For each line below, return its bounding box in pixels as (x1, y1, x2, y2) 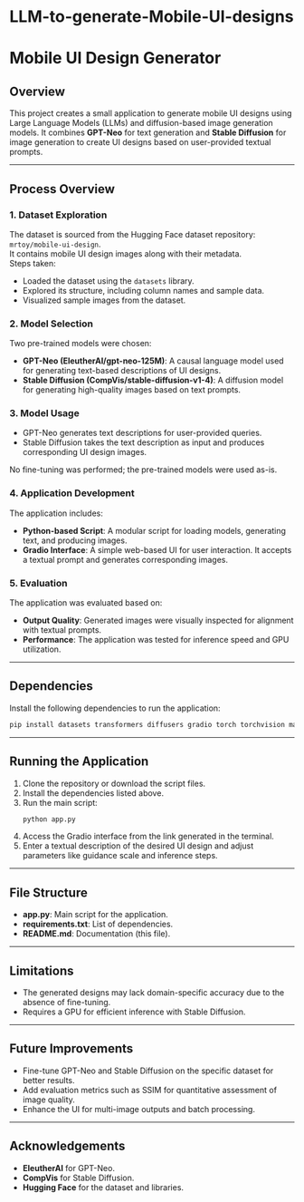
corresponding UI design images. (22, 447, 147, 458)
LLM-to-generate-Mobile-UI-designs (9, 6, 294, 27)
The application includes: (9, 508, 104, 519)
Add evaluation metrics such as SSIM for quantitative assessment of (22, 1084, 278, 1095)
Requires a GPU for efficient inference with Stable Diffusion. (22, 1006, 246, 1017)
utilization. (22, 644, 62, 654)
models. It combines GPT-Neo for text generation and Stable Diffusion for (9, 127, 287, 138)
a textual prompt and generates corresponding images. (22, 554, 229, 565)
